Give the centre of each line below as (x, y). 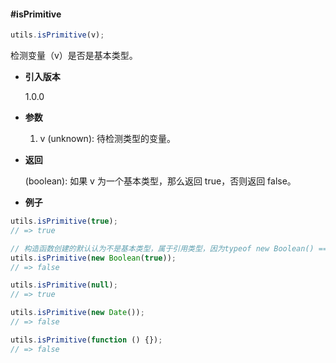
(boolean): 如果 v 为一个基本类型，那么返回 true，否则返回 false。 (160, 181)
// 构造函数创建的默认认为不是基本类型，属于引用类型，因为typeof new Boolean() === (171, 248)
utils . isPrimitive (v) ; (57, 35)
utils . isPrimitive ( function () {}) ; (86, 340)
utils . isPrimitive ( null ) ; (64, 285)
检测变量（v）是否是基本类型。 (74, 56)
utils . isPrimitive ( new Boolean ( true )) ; (93, 258)
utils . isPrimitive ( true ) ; (64, 221)
